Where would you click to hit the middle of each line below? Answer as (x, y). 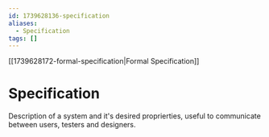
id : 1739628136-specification (59, 16)
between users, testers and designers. (72, 125)
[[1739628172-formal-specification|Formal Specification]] (104, 61)
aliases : (23, 23)
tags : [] (23, 38)
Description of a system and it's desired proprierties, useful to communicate (135, 116)
